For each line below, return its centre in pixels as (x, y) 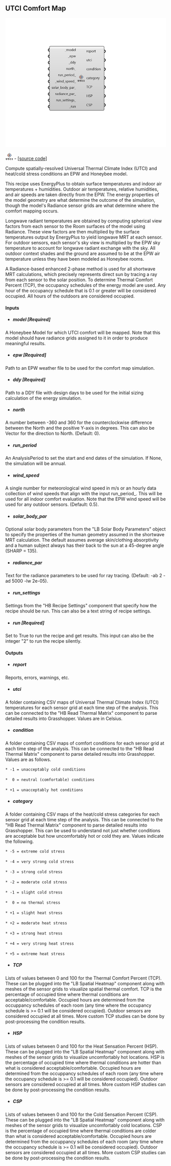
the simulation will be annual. (36, 463)
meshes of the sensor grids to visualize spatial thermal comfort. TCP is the (84, 989)
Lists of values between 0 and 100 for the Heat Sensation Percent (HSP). (82, 1046)
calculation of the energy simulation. (44, 398)
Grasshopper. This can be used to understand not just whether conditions (83, 830)
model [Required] (32, 320)
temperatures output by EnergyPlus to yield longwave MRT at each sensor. (84, 237)
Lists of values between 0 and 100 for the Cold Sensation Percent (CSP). (82, 1114)
